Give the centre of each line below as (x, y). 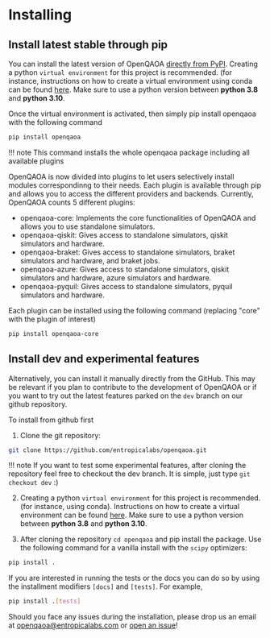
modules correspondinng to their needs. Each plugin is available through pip (135, 185)
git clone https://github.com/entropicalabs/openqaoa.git (108, 450)
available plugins (36, 161)
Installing (40, 15)
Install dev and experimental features (104, 359)
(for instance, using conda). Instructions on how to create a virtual (130, 507)
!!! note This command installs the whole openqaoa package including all (129, 152)
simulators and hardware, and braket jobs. (90, 260)
